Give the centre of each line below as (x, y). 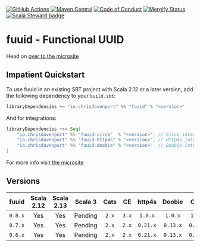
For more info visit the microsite (45, 162)
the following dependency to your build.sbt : (61, 95)
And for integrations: (31, 118)
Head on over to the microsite (43, 56)
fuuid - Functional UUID (65, 40)
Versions (23, 181)
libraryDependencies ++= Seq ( (44, 129)
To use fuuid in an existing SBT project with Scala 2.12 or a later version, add (100, 89)
